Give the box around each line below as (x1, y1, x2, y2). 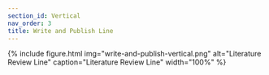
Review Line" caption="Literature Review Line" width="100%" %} (7, 57, 227, 67)
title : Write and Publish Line (7, 27, 114, 35)
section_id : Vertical (7, 11, 81, 20)
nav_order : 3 (7, 19, 52, 27)
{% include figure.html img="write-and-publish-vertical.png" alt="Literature (7, 49, 262, 59)
